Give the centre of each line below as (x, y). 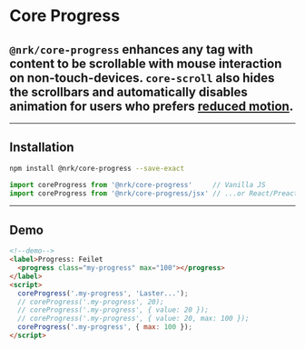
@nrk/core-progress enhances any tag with (131, 50)
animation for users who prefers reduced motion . (152, 106)
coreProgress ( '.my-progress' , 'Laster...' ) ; (103, 293)
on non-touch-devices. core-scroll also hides (142, 78)
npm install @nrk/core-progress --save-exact (97, 168)
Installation (42, 148)
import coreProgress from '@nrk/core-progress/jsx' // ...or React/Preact (154, 193)
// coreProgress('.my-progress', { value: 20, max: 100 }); (133, 319)
